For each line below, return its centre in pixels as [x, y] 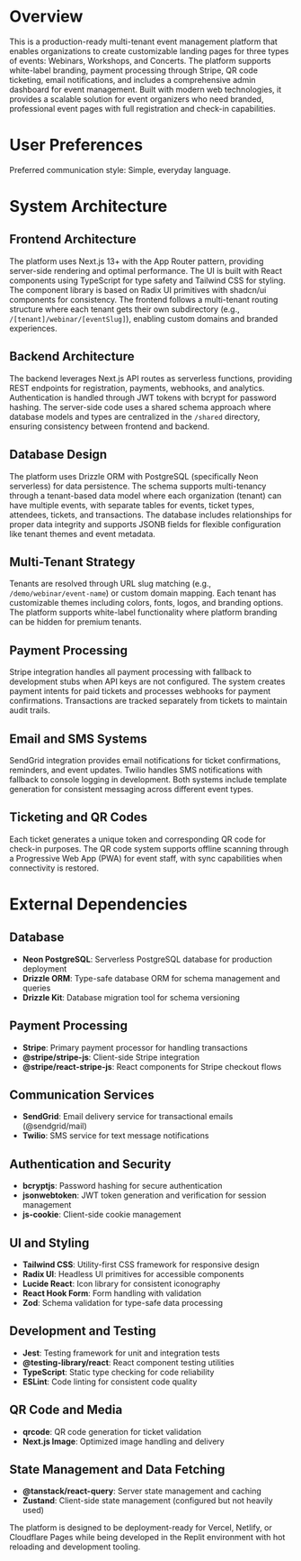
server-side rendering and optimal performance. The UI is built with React [146, 270]
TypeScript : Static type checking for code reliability [118, 1372]
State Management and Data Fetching [117, 1470]
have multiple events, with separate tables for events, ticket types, [132, 505]
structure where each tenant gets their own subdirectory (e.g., [124, 309]
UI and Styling [49, 1242]
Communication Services [82, 1095]
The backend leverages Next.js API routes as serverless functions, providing [151, 378]
